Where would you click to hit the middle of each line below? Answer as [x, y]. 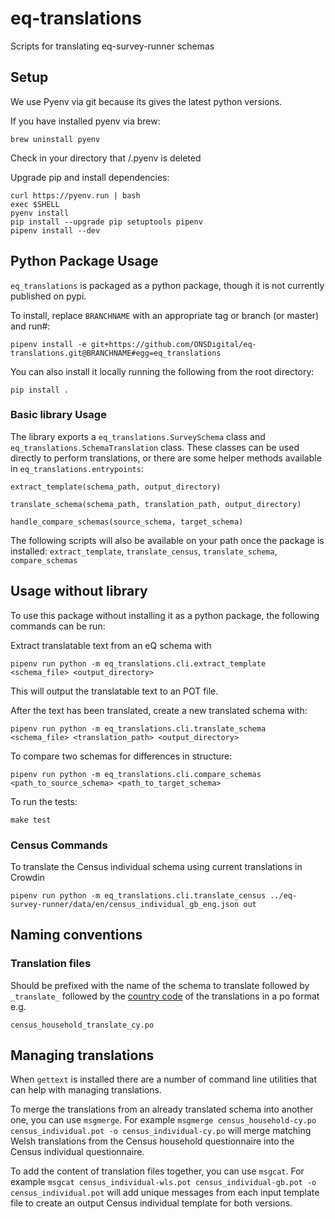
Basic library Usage [58, 415]
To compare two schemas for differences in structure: [121, 756]
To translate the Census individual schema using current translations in [156, 866]
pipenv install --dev [55, 230]
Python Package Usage [84, 261]
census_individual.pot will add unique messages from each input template [165, 1193]
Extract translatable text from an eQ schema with [111, 645]
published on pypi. [48, 296]
